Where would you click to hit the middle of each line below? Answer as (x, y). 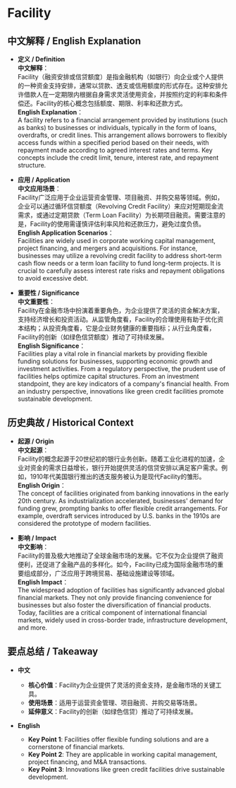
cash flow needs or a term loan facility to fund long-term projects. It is (119, 263)
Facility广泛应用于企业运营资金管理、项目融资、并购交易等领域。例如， (120, 197)
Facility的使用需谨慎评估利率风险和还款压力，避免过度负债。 (118, 224)
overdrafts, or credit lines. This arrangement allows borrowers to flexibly (122, 135)
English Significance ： (51, 346)
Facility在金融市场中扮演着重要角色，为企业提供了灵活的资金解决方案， (120, 310)
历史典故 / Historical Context (70, 423)
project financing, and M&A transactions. (87, 762)
